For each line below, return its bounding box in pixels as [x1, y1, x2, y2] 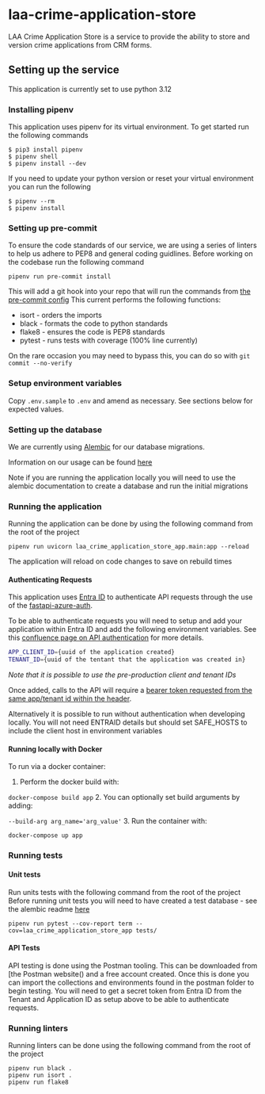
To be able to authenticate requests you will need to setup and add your [8, 616, 243, 625]
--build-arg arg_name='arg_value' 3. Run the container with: [8, 817, 207, 826]
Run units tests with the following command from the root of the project [8, 887, 241, 897]
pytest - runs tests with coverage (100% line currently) [19, 335, 198, 346]
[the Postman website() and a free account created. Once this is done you [8, 969, 249, 978]
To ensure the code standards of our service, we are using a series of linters [8, 240, 257, 251]
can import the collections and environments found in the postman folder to [8, 977, 255, 987]
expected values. [8, 404, 65, 414]
